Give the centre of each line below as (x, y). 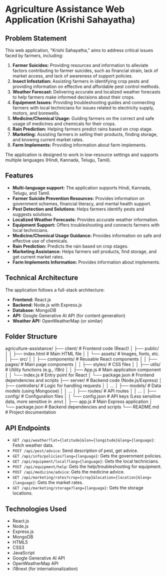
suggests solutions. (32, 214)
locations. (22, 493)
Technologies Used (36, 509)
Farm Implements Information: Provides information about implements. (86, 262)
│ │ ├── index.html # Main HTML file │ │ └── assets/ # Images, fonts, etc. (82, 354)
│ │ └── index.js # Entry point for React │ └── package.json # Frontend (80, 375)
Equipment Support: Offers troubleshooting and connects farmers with (86, 225)
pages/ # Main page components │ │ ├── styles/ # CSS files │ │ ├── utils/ (83, 364)
